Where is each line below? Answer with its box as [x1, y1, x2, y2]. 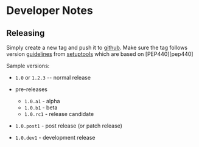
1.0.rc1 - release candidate [24, 111, 94, 117]
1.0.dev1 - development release [15, 134, 96, 141]
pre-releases [15, 86, 47, 93]
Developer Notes [6, 4, 93, 18]
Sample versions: [6, 62, 50, 69]
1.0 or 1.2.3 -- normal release [15, 74, 91, 81]
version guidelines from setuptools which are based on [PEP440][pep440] [6, 50, 194, 58]
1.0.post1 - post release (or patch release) [15, 122, 123, 129]
